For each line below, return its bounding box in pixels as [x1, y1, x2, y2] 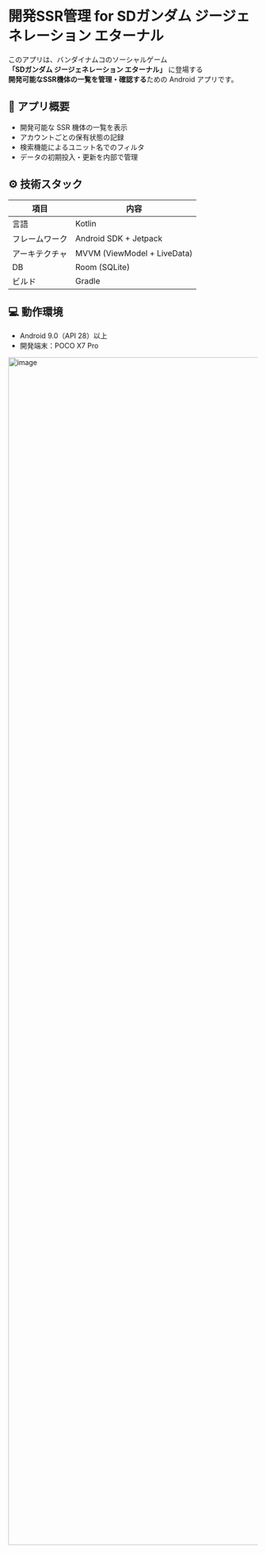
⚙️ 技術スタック [8, 177, 83, 191]
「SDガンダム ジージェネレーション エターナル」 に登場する [8, 64, 203, 74]
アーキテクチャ [12, 248, 67, 259]
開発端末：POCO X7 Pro [19, 341, 99, 351]
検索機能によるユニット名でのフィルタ [19, 142, 145, 151]
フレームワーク [12, 233, 68, 244]
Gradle [74, 275, 101, 286]
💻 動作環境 [8, 305, 63, 318]
